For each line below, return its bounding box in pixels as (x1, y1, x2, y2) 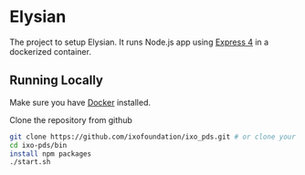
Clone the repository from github (9, 114, 132, 125)
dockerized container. (9, 46, 91, 57)
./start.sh (9, 158, 51, 167)
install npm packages (9, 149, 92, 159)
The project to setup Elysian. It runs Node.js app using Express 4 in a (9, 36, 269, 47)
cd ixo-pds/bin (9, 140, 68, 149)
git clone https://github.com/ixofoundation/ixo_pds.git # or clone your (9, 132, 297, 141)
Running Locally (9, 73, 103, 88)
